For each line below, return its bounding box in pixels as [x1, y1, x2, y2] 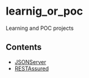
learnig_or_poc [5, 4, 84, 18]
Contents [5, 42, 42, 52]
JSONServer [14, 58, 46, 65]
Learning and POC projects [5, 24, 74, 32]
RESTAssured [14, 65, 49, 72]
